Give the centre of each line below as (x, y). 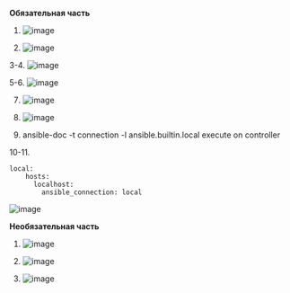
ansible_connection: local (92, 192)
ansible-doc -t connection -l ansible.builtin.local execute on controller (151, 135)
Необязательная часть (54, 226)
